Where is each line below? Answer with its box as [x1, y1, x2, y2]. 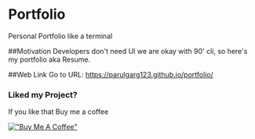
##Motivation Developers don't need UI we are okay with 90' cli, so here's [8, 46, 248, 55]
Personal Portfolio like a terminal [8, 31, 113, 41]
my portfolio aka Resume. [8, 55, 91, 64]
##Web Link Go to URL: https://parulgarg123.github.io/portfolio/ [8, 69, 213, 79]
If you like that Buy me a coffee [8, 107, 109, 116]
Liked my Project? [8, 89, 78, 100]
